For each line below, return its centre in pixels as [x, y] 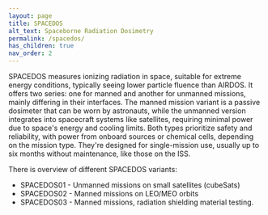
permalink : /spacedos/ [47, 38]
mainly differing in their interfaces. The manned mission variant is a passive [134, 102]
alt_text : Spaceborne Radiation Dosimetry [81, 31]
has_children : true [41, 46]
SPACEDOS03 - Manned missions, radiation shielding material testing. [137, 202]
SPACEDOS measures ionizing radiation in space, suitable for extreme [125, 76]
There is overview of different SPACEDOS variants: [93, 169]
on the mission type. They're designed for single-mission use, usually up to [134, 145]
